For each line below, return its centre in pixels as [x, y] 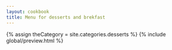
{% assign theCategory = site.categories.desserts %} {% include [86, 34]
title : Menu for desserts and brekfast [56, 17]
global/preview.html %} [35, 40]
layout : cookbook [28, 12]
